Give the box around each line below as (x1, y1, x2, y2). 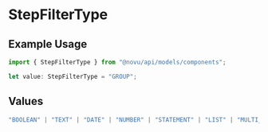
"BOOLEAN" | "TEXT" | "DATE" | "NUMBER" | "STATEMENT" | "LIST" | (8, 115, 234, 124)
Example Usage (8, 37, 88, 51)
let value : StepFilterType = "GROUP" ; (8, 72, 137, 80)
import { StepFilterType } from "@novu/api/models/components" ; (8, 58, 227, 66)
